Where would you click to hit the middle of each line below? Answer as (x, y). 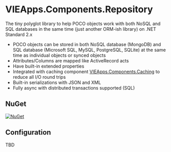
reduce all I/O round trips (39, 77)
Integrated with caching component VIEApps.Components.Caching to (86, 71)
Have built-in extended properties (49, 66)
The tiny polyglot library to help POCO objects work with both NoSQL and (83, 24)
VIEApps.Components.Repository (79, 9)
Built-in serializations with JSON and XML (57, 82)
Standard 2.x (19, 34)
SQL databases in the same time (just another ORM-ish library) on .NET (81, 29)
